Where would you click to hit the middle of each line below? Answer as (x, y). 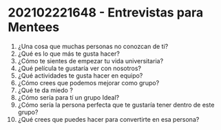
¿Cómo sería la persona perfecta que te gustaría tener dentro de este (116, 105)
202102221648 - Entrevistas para (106, 13)
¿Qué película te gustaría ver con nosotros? (80, 68)
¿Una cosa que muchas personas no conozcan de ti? (93, 46)
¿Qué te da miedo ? (45, 90)
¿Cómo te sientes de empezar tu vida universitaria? (91, 61)
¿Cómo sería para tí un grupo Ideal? (69, 97)
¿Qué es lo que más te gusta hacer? (69, 54)
